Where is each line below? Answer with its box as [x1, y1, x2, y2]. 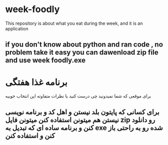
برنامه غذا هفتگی [5, 76, 68, 88]
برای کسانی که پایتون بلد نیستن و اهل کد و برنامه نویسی [5, 108, 159, 116]
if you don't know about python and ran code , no [5, 40, 163, 49]
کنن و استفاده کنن [5, 131, 55, 140]
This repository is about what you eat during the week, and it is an [5, 20, 143, 26]
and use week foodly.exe [5, 56, 86, 65]
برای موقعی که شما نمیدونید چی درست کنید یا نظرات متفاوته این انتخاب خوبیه [5, 93, 151, 99]
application [5, 25, 29, 31]
